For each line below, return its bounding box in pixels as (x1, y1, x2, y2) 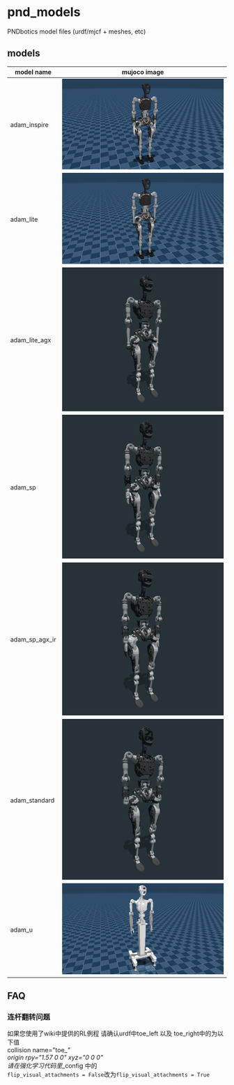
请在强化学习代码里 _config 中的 (7, 1061, 97, 1070)
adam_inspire (10, 120, 49, 129)
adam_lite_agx (10, 336, 52, 344)
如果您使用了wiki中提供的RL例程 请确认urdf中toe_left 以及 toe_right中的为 (7, 1029, 218, 1038)
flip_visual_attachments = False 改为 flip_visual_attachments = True (7, 1070, 210, 1079)
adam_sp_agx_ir (10, 635, 56, 644)
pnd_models (7, 4, 81, 20)
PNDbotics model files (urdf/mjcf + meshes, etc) (7, 27, 146, 36)
